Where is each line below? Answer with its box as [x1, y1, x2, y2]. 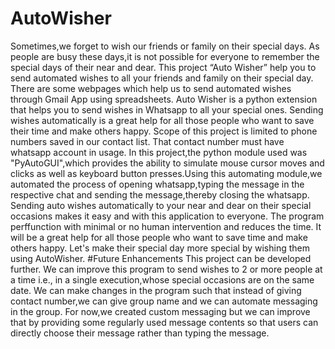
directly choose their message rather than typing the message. [10, 327, 270, 339]
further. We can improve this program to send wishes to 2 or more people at [10, 263, 323, 275]
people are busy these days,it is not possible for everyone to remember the [10, 50, 320, 62]
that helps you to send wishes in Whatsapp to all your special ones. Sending [10, 103, 324, 116]
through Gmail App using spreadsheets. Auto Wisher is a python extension [10, 93, 318, 105]
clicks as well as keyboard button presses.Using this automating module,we [10, 167, 323, 179]
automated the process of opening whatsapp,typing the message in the [10, 178, 305, 190]
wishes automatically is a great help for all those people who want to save [10, 114, 315, 126]
